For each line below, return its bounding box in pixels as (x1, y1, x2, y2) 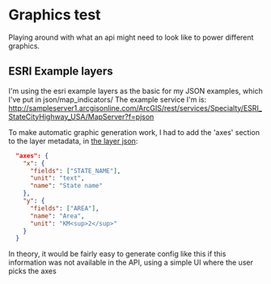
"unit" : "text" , (29, 174, 85, 183)
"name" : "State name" (29, 182, 104, 190)
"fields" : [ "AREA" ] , (29, 204, 100, 212)
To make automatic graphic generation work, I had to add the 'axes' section (8, 127, 260, 137)
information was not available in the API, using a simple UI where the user (8, 257, 253, 268)
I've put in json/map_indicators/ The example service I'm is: (8, 95, 207, 104)
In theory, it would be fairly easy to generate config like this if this (8, 249, 227, 259)
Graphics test (8, 6, 101, 24)
